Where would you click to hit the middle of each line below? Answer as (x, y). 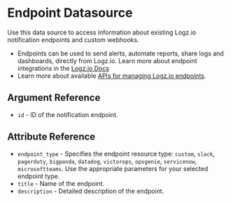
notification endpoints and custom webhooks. (73, 39)
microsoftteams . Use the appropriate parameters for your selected (113, 168)
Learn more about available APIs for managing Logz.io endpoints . (112, 76)
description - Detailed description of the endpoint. (91, 191)
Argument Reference (54, 98)
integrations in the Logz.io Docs (63, 68)
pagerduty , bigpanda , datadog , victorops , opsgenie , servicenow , (107, 161)
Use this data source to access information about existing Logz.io (102, 32)
